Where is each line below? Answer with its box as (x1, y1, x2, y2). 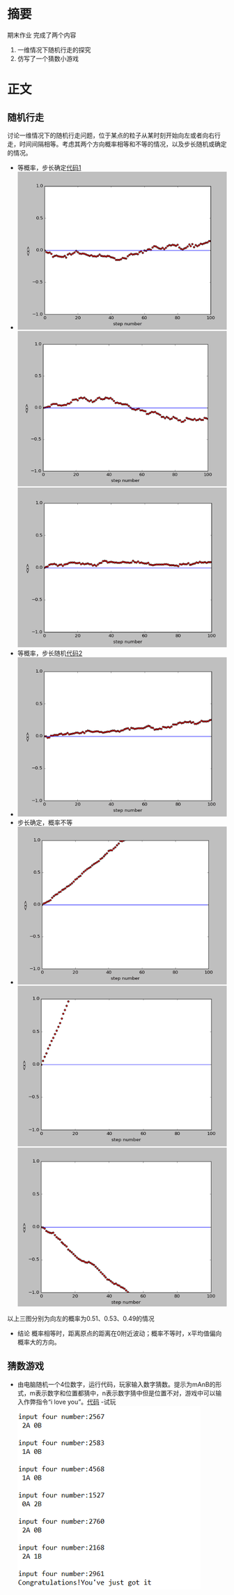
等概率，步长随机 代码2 (17, 649, 83, 658)
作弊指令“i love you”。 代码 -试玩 (23, 1397, 116, 1406)
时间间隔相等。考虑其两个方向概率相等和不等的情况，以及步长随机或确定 (19, 140, 227, 148)
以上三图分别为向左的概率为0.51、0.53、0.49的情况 (7, 1314, 155, 1323)
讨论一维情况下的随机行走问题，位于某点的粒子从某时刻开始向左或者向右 (7, 131, 214, 140)
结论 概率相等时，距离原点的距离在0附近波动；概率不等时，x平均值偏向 (17, 1329, 222, 1337)
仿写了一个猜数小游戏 (17, 54, 79, 63)
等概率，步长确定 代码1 (17, 163, 81, 172)
